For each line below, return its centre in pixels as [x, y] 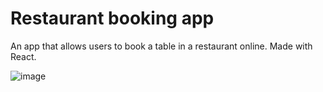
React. [23, 56]
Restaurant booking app [112, 18]
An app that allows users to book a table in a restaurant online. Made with [161, 46]
